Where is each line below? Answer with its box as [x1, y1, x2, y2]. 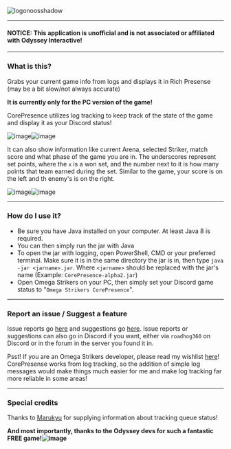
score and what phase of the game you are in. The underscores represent [7, 152, 217, 161]
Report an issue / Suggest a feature [7, 309, 128, 318]
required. [16, 234, 43, 242]
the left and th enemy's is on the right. [7, 174, 115, 182]
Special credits [7, 398, 58, 408]
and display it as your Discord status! [7, 118, 112, 127]
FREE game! [7, 434, 43, 443]
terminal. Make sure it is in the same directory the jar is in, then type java [16, 256, 223, 264]
